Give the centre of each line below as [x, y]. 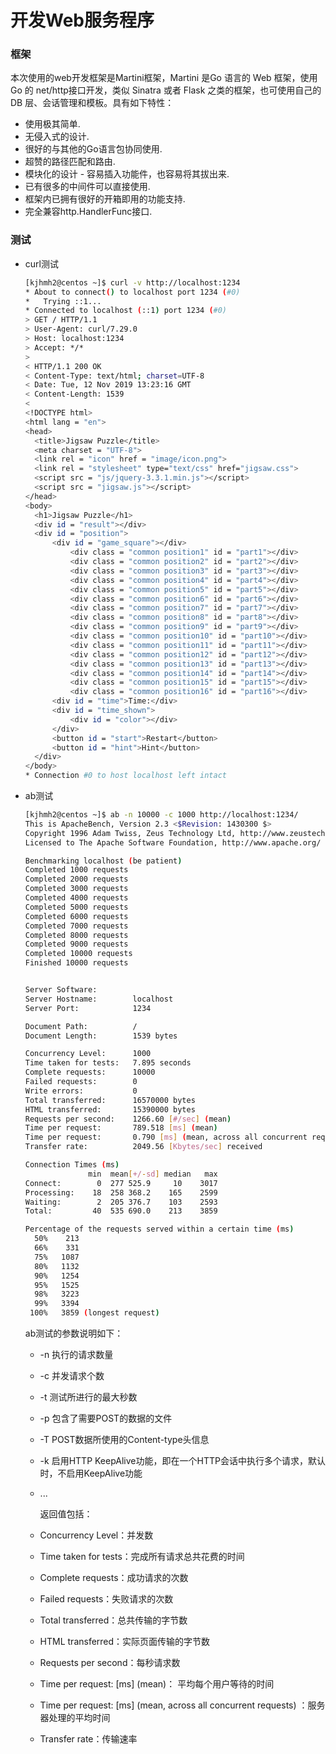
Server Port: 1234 [88, 1008]
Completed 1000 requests [76, 870]
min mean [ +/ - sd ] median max [153, 1174]
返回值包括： [66, 1514]
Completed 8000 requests [76, 935]
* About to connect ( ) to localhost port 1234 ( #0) [132, 292]
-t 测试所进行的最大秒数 [88, 1397]
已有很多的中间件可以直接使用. [87, 187]
